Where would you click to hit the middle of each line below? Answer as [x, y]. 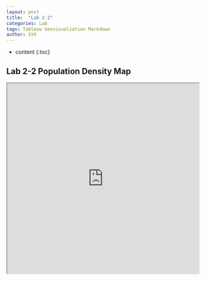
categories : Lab [27, 23]
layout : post [23, 12]
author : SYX [21, 35]
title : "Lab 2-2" [30, 18]
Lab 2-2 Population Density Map [69, 71]
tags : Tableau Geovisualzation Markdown [59, 29]
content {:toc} [33, 52]
